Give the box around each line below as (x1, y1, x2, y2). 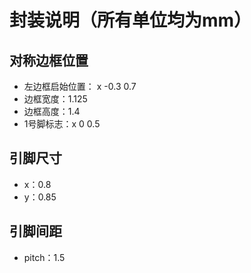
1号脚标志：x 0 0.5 (23, 118, 101, 130)
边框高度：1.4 (23, 106, 81, 117)
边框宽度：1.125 (23, 93, 88, 105)
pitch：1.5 (23, 251, 66, 263)
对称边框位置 (9, 52, 89, 69)
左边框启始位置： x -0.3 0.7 (23, 81, 137, 92)
